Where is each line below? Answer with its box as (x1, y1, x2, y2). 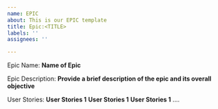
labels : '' (7, 29, 39, 37)
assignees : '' (7, 36, 49, 43)
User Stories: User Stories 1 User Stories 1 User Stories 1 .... (7, 95, 181, 104)
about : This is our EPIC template (7, 17, 108, 24)
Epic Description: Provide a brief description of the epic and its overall (7, 74, 212, 83)
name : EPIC (7, 10, 39, 17)
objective (7, 82, 35, 90)
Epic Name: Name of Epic (7, 61, 81, 69)
